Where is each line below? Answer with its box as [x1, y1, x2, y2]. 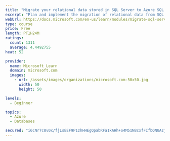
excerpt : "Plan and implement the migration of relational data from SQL [5, 12, 164, 17]
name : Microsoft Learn [10, 63, 58, 68]
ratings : [5, 36, 24, 41]
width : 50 [18, 82, 39, 87]
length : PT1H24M [5, 31, 39, 36]
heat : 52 [5, 49, 24, 54]
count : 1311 [10, 40, 35, 45]
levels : [5, 96, 22, 101]
